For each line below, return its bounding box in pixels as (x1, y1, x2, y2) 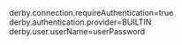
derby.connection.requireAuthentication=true (9, 8, 174, 18)
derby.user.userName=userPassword (9, 26, 146, 36)
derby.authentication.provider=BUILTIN (9, 17, 152, 27)
